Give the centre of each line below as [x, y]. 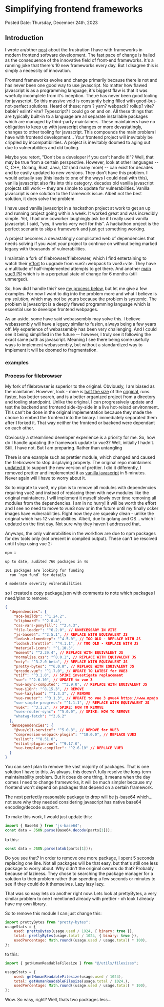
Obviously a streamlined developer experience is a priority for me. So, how [80, 437]
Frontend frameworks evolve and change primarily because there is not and [81, 80]
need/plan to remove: [27, 598]
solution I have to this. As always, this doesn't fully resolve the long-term [78, 772]
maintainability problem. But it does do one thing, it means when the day [78, 777]
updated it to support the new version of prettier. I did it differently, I [73, 468]
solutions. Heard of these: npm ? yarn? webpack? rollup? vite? [92, 106]
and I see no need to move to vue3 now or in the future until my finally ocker [82, 508]
